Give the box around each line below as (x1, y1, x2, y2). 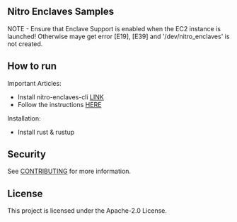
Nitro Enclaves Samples (7, 6, 115, 18)
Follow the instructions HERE (17, 100, 102, 109)
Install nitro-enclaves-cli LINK (17, 92, 104, 101)
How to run (7, 60, 57, 72)
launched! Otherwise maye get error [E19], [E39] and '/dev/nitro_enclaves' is (7, 32, 230, 40)
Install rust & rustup (17, 128, 75, 136)
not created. (7, 39, 43, 48)
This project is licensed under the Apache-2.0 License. (7, 206, 168, 215)
